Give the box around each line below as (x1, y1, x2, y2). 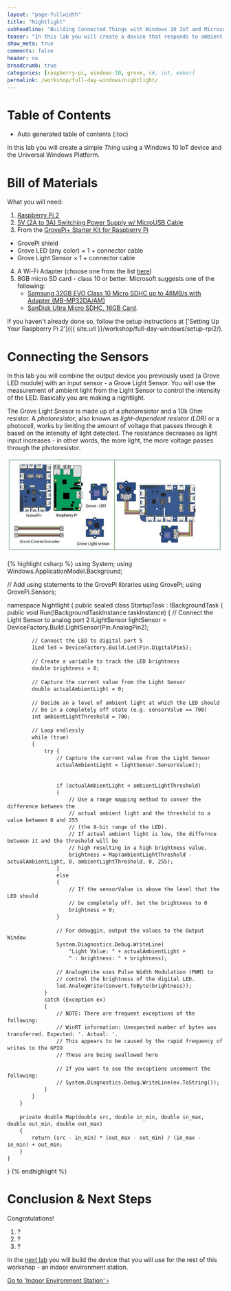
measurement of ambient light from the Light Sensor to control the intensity (7, 387, 221, 395)
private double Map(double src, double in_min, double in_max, (19, 1114, 205, 1120)
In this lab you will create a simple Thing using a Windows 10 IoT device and (7, 144, 222, 152)
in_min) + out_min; (7, 1141, 63, 1148)
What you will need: (7, 197, 63, 206)
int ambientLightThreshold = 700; (32, 713, 131, 720)
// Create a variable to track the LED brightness (32, 658, 180, 665)
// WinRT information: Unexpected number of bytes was (56, 1024, 217, 1031)
